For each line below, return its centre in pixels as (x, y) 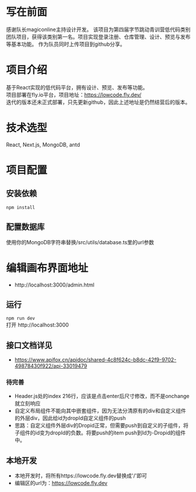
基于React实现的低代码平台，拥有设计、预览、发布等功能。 (77, 87)
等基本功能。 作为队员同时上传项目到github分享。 (66, 44)
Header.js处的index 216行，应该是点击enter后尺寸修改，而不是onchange (102, 396)
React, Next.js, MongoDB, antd (43, 144)
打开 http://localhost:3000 (37, 325)
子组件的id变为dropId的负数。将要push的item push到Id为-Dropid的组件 (100, 433)
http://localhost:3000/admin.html (54, 285)
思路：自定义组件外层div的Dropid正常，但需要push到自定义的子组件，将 (102, 426)
